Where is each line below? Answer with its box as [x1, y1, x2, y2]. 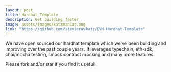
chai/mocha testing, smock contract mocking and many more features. [5, 52, 155, 58]
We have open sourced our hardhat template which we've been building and [5, 40, 166, 46]
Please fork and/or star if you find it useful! [5, 61, 96, 67]
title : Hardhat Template [5, 12, 58, 17]
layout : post [5, 7, 33, 13]
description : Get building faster [5, 17, 79, 22]
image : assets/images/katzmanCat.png [5, 21, 86, 27]
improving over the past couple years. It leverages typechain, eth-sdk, [5, 46, 154, 52]
